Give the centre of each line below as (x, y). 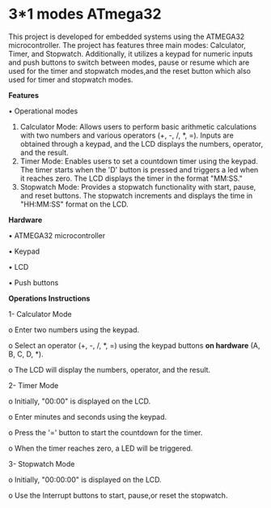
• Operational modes (43, 111)
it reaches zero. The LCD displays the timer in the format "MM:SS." (131, 178)
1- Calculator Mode (40, 314)
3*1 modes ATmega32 (85, 14)
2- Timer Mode (34, 385)
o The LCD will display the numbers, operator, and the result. (110, 369)
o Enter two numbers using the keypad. (74, 330)
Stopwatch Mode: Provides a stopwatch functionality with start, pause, (138, 186)
